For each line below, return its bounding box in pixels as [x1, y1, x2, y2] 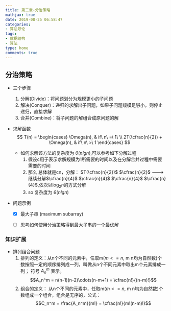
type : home [5, 45, 29, 51]
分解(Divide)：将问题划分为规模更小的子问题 [20, 95, 113, 102]
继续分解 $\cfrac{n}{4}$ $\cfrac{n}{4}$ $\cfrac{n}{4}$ [28, 176, 143, 182]
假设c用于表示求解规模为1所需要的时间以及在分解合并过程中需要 [28, 156, 162, 162]
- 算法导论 [5, 27, 26, 32]
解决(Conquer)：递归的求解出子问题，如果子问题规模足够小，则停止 [20, 102, 163, 108]
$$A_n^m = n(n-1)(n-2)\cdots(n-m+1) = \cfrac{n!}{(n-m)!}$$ [30, 277, 157, 283]
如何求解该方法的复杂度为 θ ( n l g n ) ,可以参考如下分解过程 [20, 150, 137, 156]
